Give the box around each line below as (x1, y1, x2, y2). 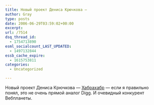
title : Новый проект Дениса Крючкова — (5, 7, 87, 12)
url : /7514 (5, 30, 28, 35)
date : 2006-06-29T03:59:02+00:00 (5, 21, 74, 26)
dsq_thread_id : (5, 35, 37, 40)
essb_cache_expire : (5, 53, 45, 58)
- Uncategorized (9, 67, 43, 72)
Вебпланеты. (5, 95, 33, 101)
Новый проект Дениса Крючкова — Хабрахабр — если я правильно (5, 85, 149, 90)
